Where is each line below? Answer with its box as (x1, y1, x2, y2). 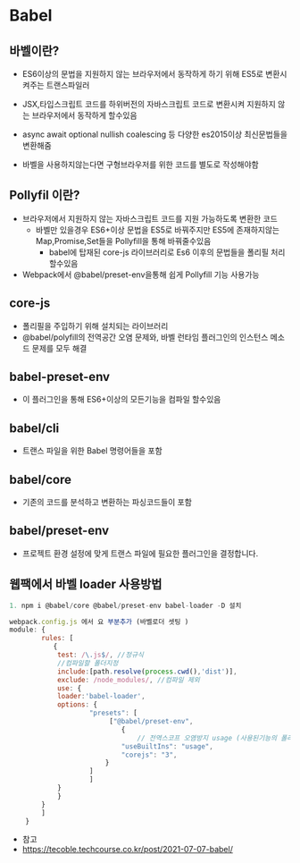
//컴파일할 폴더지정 (56, 658, 119, 667)
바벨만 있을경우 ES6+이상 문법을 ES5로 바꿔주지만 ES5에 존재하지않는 (35, 224, 279, 235)
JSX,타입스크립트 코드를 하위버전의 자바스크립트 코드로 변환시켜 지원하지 (21, 99, 277, 109)
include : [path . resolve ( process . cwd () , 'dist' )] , (56, 667, 238, 676)
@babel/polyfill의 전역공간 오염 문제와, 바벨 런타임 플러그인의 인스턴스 (21, 332, 269, 343)
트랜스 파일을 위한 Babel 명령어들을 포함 (21, 445, 162, 456)
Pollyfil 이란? (9, 188, 80, 203)
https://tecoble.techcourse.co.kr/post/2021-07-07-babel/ (21, 844, 234, 855)
